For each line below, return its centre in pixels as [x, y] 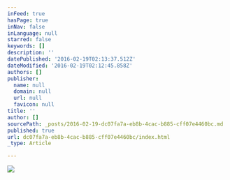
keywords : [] [26, 46]
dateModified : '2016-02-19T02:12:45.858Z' [70, 66]
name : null [29, 85]
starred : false [29, 40]
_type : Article [29, 144]
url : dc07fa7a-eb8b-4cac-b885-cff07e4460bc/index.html [89, 137]
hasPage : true [28, 20]
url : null [28, 98]
